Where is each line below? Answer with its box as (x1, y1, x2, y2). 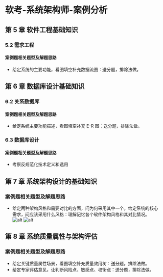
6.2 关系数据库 (5, 98, 40, 105)
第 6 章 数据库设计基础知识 (5, 82, 85, 91)
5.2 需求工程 (5, 41, 34, 48)
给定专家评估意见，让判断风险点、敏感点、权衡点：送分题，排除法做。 (12, 266, 154, 273)
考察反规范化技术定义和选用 (12, 162, 69, 167)
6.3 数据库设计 (5, 137, 40, 143)
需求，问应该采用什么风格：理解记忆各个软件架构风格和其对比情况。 (12, 212, 150, 218)
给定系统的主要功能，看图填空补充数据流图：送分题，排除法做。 (12, 66, 141, 72)
